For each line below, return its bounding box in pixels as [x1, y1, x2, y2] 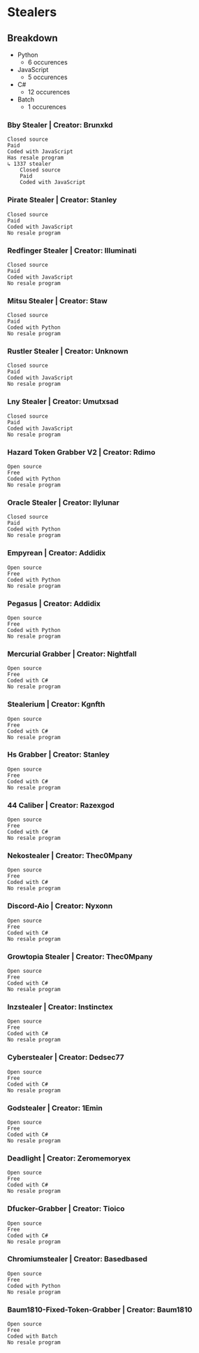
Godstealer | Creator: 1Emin [7, 1103, 103, 1113]
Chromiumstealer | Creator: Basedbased [7, 1254, 148, 1264]
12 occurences [27, 88, 71, 96]
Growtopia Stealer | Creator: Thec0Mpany [7, 951, 153, 961]
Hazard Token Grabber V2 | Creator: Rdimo [7, 447, 156, 457]
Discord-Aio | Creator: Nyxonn [7, 901, 113, 911]
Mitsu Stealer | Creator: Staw [7, 295, 108, 305]
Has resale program [7, 155, 64, 162]
